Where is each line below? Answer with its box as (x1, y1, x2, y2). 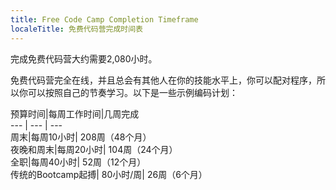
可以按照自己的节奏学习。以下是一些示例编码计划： (27, 86, 238, 98)
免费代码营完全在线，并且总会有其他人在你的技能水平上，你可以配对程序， (10, 74, 317, 86)
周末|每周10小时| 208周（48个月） (10, 131, 152, 143)
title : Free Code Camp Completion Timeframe (10, 14, 199, 25)
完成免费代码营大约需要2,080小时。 (10, 52, 158, 65)
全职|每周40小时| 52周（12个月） (10, 156, 147, 168)
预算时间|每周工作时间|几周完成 (10, 107, 140, 120)
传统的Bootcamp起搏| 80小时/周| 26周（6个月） (10, 168, 208, 180)
